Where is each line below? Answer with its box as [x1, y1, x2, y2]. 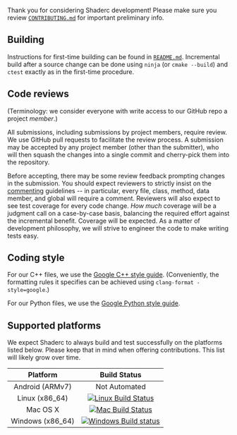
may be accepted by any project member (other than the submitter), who [7, 142, 219, 151]
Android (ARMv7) [13, 382, 72, 392]
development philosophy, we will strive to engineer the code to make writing [7, 223, 229, 232]
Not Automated [95, 382, 146, 392]
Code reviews [7, 88, 69, 100]
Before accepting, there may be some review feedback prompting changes [7, 171, 226, 180]
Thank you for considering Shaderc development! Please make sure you [7, 6, 217, 14]
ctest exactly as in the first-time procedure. [7, 67, 135, 76]
